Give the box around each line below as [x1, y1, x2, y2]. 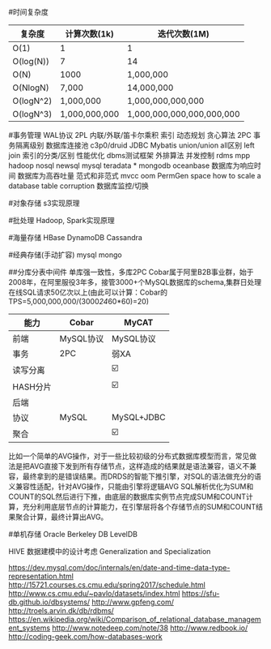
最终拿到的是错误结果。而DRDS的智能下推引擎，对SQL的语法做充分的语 [22, 471, 261, 481]
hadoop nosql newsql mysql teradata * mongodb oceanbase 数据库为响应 [8, 161, 255, 170]
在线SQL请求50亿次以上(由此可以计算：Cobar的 [8, 287, 168, 297]
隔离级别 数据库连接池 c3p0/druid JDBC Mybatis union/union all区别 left [15, 140, 255, 150]
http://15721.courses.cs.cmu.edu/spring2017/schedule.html [8, 580, 206, 590]
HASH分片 [12, 380, 53, 392]
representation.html [8, 571, 74, 581]
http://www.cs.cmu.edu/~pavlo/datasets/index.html [8, 589, 180, 598]
